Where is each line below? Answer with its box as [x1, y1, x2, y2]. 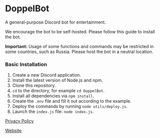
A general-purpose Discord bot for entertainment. [5, 19, 106, 25]
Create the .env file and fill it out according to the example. [12, 98, 131, 104]
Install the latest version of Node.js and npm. [12, 77, 103, 83]
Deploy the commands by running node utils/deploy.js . [12, 104, 128, 110]
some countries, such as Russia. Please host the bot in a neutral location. [5, 49, 154, 55]
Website [5, 128, 22, 134]
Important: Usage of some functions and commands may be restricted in [5, 43, 154, 49]
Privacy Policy [5, 118, 34, 124]
